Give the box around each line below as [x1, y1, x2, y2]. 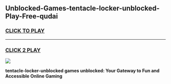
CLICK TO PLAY [5, 27, 45, 35]
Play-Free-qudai [5, 12, 58, 21]
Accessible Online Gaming [5, 73, 63, 79]
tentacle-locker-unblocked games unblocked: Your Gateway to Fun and [5, 67, 160, 73]
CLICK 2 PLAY [5, 46, 41, 53]
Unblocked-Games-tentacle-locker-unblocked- [5, 4, 160, 13]
